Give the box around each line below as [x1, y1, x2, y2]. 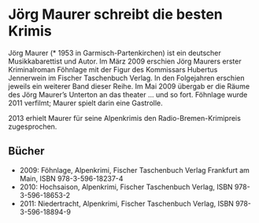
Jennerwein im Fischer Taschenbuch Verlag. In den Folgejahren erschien [8, 73, 245, 82]
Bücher [8, 144, 45, 158]
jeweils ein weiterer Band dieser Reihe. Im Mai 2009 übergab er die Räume [8, 81, 250, 91]
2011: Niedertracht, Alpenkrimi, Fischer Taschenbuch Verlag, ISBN [19, 199, 235, 208]
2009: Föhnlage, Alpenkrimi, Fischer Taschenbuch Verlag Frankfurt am [19, 165, 250, 174]
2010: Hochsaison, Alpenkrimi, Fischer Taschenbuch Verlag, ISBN [19, 182, 234, 192]
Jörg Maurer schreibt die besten [8, 5, 223, 24]
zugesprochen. [8, 122, 57, 131]
